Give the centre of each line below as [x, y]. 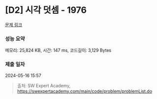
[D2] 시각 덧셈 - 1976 [46, 10]
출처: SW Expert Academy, [44, 85]
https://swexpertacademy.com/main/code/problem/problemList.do [85, 91]
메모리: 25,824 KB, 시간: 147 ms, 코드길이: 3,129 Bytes [58, 50]
